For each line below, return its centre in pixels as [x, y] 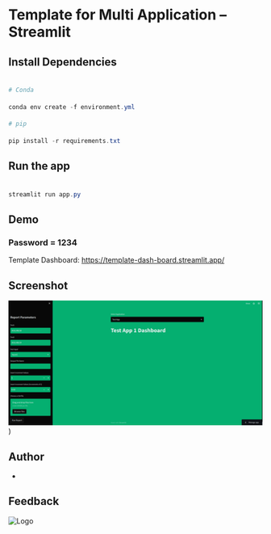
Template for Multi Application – [118, 15]
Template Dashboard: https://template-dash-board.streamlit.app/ [117, 260]
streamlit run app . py [45, 194]
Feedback [34, 501]
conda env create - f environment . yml [72, 107]
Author [26, 457]
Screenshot [38, 286]
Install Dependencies [63, 62]
